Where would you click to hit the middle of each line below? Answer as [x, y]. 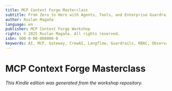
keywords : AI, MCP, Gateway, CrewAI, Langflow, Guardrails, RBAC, [78, 43]
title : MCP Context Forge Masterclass [47, 10]
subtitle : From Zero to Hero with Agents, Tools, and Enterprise [76, 15]
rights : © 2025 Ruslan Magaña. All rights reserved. [63, 34]
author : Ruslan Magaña [29, 19]
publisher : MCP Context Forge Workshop [48, 29]
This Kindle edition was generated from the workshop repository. [74, 83]
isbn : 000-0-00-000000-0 [32, 39]
